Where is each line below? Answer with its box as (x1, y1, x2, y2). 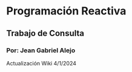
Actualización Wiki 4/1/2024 (6, 59, 77, 67)
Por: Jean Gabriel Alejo (6, 46, 76, 55)
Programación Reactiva (6, 4, 127, 18)
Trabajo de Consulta (6, 28, 85, 38)
